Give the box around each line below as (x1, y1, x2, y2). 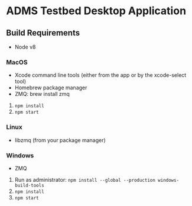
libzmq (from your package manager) (14, 136, 106, 143)
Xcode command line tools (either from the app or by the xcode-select (14, 72, 187, 79)
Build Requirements (6, 28, 80, 38)
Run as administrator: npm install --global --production (14, 176, 155, 183)
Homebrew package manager (14, 84, 87, 91)
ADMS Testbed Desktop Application (6, 4, 187, 18)
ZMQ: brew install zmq (14, 91, 70, 98)
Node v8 (14, 43, 36, 50)
